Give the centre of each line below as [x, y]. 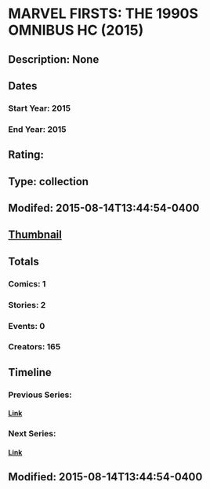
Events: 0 [27, 326]
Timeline [30, 372]
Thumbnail [35, 235]
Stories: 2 [27, 305]
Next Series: [32, 434]
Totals [24, 261]
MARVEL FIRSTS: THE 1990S [103, 14]
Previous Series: [40, 395]
